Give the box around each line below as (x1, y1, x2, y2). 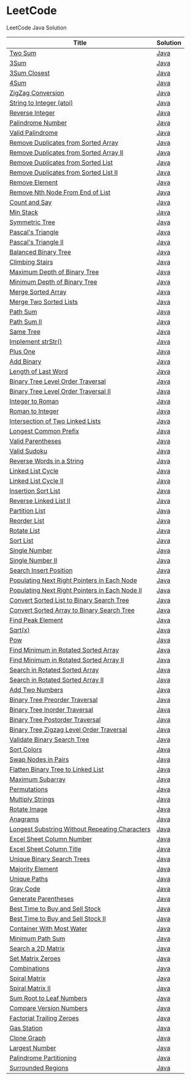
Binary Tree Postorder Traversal (9, 715, 101, 724)
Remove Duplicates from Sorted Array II (9, 148, 124, 157)
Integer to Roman (9, 397, 59, 405)
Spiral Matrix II (9, 984, 51, 992)
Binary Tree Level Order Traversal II (9, 387, 111, 396)
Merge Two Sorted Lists (9, 298, 78, 306)
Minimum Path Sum (9, 934, 66, 943)
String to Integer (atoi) (9, 99, 73, 107)
